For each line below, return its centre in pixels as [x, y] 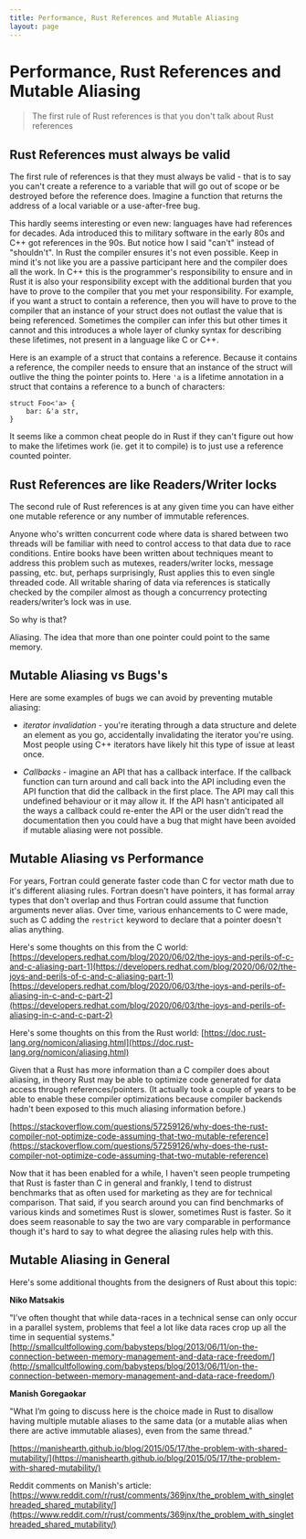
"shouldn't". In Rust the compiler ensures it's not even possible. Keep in [144, 253]
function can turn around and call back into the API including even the [154, 781]
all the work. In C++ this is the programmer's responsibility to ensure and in [151, 272]
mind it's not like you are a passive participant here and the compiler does [148, 262]
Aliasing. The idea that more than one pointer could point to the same [140, 638]
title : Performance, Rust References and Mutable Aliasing [124, 18]
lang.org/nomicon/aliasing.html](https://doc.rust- [102, 1042]
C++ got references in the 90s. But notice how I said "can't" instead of [142, 243]
